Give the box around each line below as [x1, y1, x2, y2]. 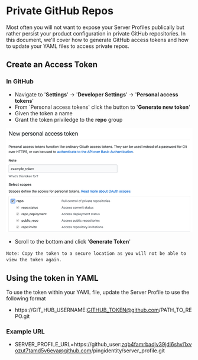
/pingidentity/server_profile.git [91, 347, 165, 354]
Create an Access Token [6, 60, 98, 70]
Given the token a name [14, 109, 73, 116]
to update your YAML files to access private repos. [6, 43, 129, 50]
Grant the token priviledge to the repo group [14, 116, 123, 123]
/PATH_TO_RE [158, 306, 192, 313]
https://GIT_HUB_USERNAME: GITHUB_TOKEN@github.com [14, 306, 159, 313]
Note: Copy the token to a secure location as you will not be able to [6, 251, 186, 257]
